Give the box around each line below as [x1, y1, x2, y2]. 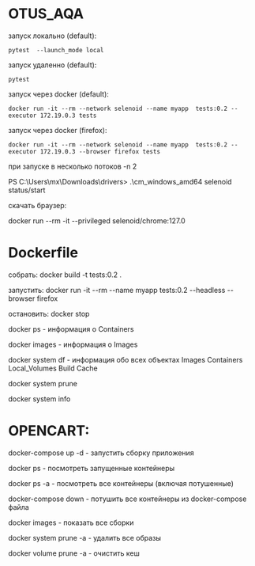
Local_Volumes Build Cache [8, 363, 98, 373]
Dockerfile [8, 244, 79, 262]
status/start [8, 185, 46, 195]
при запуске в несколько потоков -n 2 [8, 161, 137, 171]
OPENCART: [8, 422, 90, 440]
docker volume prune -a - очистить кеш [8, 548, 140, 558]
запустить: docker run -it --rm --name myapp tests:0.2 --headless [8, 285, 226, 294]
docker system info [8, 393, 71, 404]
